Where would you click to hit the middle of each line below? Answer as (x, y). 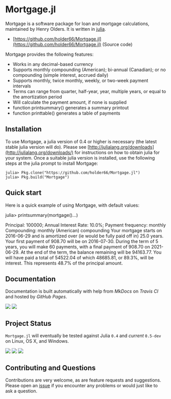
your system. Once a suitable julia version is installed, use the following (80, 158)
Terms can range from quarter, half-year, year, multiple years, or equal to (89, 91)
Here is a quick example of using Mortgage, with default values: (72, 205)
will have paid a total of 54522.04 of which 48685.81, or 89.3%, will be (80, 257)
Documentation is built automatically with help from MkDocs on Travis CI (82, 291)
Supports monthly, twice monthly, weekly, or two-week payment (80, 80)
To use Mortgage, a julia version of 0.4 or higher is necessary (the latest (81, 141)
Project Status (29, 323)
